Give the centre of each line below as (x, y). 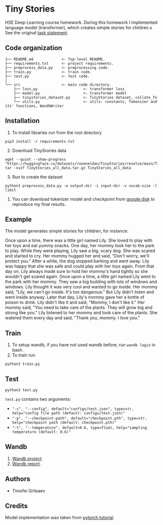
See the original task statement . (37, 33)
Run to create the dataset (37, 177)
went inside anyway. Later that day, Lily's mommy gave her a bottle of (75, 297)
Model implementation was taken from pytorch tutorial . (60, 518)
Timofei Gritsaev (28, 491)
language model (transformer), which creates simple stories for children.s (79, 27)
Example (18, 219)
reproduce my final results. (39, 204)
